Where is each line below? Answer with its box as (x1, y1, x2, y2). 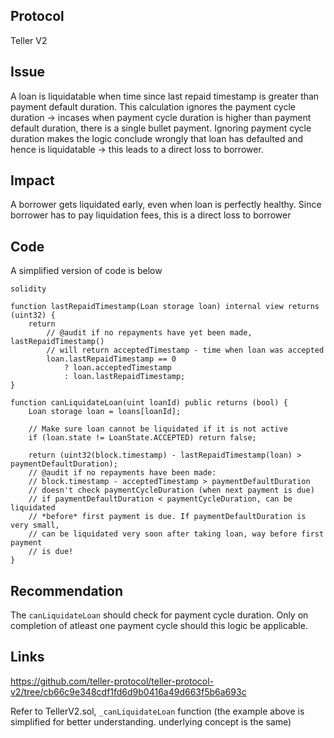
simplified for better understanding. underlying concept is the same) (10, 715, 292, 728)
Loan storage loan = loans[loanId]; (28, 407, 182, 417)
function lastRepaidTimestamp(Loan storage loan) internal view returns (10, 302, 320, 312)
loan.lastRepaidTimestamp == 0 (46, 354, 177, 364)
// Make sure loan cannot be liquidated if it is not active (28, 424, 288, 434)
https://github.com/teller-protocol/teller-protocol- (10, 675, 215, 687)
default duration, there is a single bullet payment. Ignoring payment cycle (10, 122, 312, 134)
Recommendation (10, 582, 123, 599)
